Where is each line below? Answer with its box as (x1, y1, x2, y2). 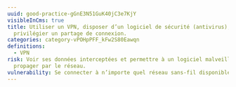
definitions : (7, 43, 46, 50)
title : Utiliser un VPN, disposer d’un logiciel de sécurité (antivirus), (7, 23, 231, 30)
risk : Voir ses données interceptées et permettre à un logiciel (7, 56, 202, 63)
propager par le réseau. (13, 62, 86, 69)
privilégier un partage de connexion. (13, 29, 128, 37)
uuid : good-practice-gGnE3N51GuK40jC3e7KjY (7, 10, 137, 18)
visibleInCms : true (7, 17, 65, 24)
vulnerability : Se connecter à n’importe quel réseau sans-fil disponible (7, 69, 231, 76)
